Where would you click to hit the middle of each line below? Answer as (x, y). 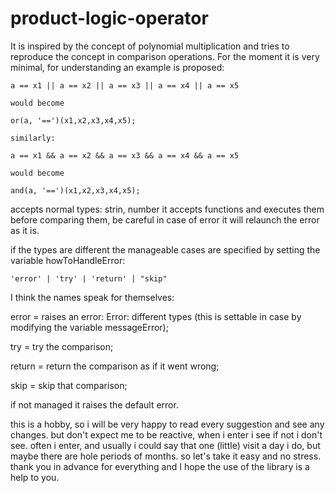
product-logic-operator (109, 18)
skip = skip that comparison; (69, 385)
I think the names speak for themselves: (92, 297)
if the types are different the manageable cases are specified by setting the (165, 249)
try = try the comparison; (62, 346)
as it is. (25, 230)
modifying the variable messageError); (89, 327)
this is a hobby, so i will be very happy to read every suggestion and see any (167, 424)
